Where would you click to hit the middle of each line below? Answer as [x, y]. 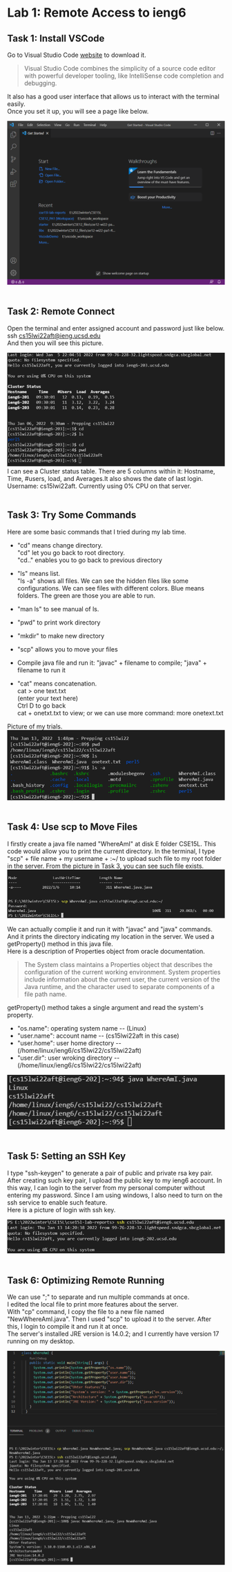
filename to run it [41, 670]
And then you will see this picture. [55, 343]
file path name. [45, 994]
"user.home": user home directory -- [69, 1043]
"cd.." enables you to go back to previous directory [89, 560]
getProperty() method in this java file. [60, 944]
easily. [16, 104]
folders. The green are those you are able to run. [86, 595]
